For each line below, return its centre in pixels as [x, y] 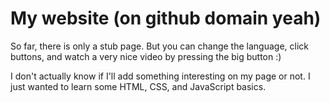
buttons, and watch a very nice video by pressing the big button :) [146, 56]
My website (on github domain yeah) [166, 18]
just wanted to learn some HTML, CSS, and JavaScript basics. [138, 86]
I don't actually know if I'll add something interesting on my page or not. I [160, 76]
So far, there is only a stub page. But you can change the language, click [160, 46]
